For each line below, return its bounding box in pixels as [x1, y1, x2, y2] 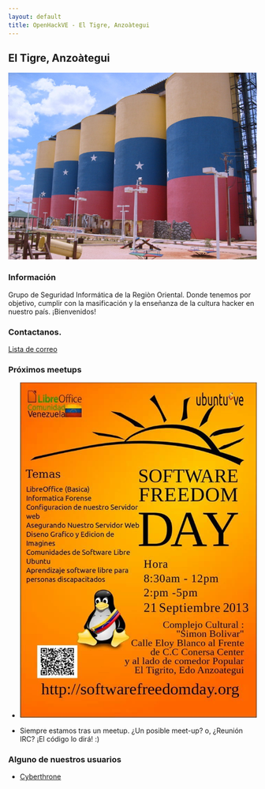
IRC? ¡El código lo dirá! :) [19, 734, 100, 744]
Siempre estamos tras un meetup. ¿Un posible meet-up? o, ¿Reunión [19, 726, 243, 735]
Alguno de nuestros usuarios [8, 754, 122, 765]
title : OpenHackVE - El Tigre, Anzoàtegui [8, 21, 150, 29]
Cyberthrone [19, 772, 62, 782]
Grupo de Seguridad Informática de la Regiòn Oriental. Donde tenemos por [8, 289, 251, 300]
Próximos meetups [8, 364, 82, 375]
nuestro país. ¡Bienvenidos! [8, 307, 96, 316]
